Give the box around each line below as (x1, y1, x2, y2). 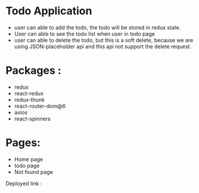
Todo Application (5, 4, 92, 18)
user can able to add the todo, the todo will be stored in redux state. (14, 24, 181, 31)
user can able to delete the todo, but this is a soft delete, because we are (14, 36, 194, 43)
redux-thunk (14, 96, 45, 103)
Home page (14, 155, 43, 163)
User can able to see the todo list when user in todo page (14, 30, 156, 37)
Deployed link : (5, 180, 42, 187)
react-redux (14, 89, 44, 96)
